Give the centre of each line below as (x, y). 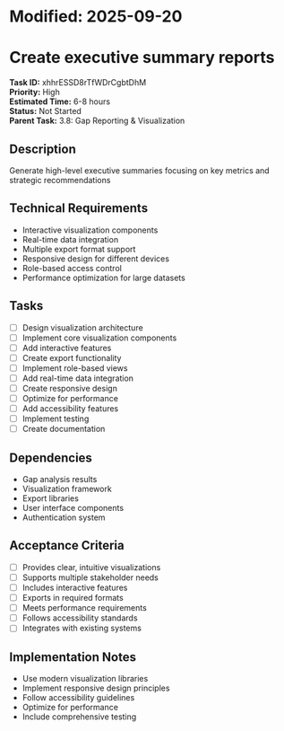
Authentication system (64, 517)
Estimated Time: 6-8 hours (60, 101)
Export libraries (50, 498)
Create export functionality (72, 357)
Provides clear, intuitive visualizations (91, 567)
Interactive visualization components (90, 230)
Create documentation (64, 429)
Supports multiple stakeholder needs (90, 577)
